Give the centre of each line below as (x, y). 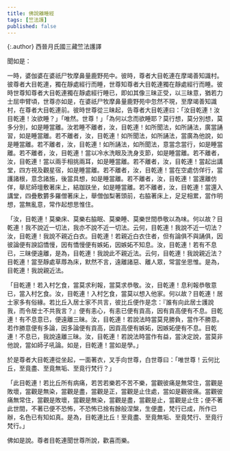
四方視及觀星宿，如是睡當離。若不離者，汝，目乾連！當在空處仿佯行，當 (121, 170)
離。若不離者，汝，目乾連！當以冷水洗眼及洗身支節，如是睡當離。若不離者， (115, 153)
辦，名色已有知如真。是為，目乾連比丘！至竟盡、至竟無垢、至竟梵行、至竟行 (115, 417)
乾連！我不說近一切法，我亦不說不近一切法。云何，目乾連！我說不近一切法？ (115, 228)
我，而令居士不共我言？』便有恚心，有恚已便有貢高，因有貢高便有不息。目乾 (115, 311)
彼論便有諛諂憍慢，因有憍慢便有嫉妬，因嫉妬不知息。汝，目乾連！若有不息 (112, 245)
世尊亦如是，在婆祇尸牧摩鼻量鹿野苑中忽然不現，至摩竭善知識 (130, 102)
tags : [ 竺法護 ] (27, 20)
